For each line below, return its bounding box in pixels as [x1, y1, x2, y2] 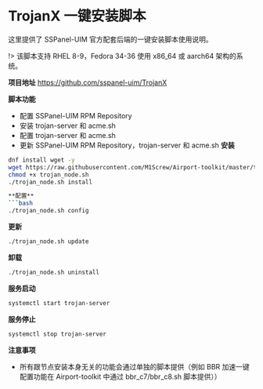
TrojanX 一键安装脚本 [8, 7, 146, 25]
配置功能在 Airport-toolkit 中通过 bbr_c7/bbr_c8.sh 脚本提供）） [19, 372, 222, 381]
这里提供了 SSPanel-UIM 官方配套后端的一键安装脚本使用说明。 [8, 35, 213, 44]
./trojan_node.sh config [8, 207, 89, 215]
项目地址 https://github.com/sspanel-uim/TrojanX [8, 78, 168, 87]
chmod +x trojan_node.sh [8, 170, 89, 179]
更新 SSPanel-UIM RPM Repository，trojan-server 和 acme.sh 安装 [19, 140, 235, 150]
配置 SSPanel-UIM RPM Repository [19, 111, 132, 120]
